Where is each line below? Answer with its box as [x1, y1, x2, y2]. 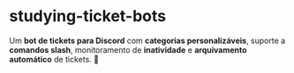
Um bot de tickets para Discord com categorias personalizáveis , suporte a [9, 35, 286, 46]
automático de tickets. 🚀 [9, 54, 100, 64]
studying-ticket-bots [9, 6, 167, 26]
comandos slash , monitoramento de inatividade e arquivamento [9, 44, 247, 55]
